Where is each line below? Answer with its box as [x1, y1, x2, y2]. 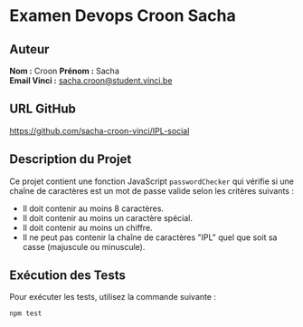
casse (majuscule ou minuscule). [22, 241, 146, 252]
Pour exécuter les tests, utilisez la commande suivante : [9, 292, 217, 303]
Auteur [9, 42, 50, 57]
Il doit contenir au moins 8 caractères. [22, 203, 165, 214]
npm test [9, 309, 43, 318]
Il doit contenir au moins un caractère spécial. [22, 212, 193, 223]
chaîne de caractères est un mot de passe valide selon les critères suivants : [9, 185, 294, 196]
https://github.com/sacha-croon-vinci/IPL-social [9, 125, 190, 136]
